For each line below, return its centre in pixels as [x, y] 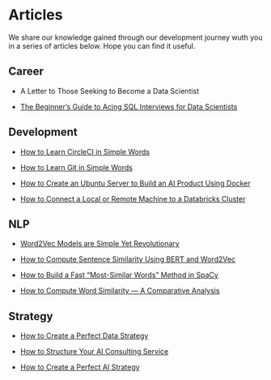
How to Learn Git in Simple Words [76, 167]
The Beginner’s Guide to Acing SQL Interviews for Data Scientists [129, 106]
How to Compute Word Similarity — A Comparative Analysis [120, 291]
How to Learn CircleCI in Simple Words [85, 152]
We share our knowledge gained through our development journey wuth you [135, 37]
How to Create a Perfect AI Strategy [80, 367]
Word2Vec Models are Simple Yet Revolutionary [100, 244]
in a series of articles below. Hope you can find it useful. [102, 45]
